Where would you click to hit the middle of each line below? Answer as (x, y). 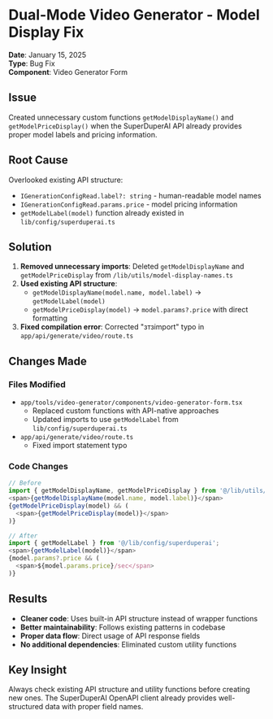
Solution (30, 247)
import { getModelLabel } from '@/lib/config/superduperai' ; (114, 543)
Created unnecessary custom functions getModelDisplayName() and (121, 117)
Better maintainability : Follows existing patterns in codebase (123, 627)
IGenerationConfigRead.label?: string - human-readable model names (141, 195)
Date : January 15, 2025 (48, 54)
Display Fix (46, 32)
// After (23, 536)
